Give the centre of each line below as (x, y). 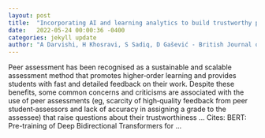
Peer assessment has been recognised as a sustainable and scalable (120, 67)
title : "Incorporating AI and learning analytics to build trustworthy (130, 23)
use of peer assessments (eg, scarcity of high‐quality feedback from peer (128, 101)
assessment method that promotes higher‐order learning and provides (122, 76)
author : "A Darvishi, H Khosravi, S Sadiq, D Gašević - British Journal (130, 45)
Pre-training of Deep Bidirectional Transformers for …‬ (95, 126)
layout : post (30, 15)
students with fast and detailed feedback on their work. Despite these (121, 84)
